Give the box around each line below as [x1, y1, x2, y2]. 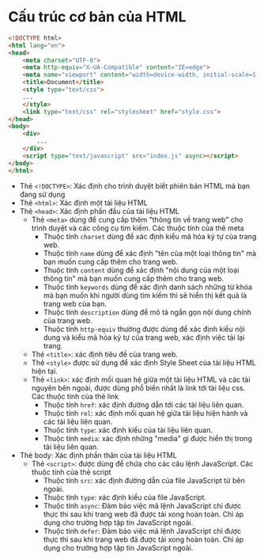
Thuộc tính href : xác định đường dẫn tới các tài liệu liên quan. [43, 400, 244, 410]
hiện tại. [31, 366, 58, 375]
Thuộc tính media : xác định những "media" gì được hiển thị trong [43, 433, 253, 443]
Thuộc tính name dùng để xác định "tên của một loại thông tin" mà [43, 248, 257, 257]
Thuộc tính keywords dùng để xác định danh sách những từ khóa [43, 282, 253, 291]
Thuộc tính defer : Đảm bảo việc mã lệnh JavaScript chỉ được [43, 526, 242, 535]
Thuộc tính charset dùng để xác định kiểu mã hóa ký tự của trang [43, 231, 257, 241]
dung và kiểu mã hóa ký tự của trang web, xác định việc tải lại [43, 333, 245, 342]
